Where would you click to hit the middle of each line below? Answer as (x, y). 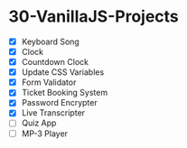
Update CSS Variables (63, 72)
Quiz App (39, 123)
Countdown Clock (55, 62)
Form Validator (49, 82)
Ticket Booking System (65, 93)
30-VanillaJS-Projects (94, 17)
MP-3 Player (45, 134)
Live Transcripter (53, 113)
